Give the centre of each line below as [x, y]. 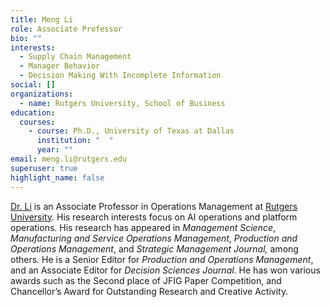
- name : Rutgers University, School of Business [122, 103]
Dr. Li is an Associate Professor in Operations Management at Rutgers [154, 206]
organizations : [42, 94]
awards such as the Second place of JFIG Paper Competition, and [146, 280]
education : [33, 112]
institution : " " [75, 141]
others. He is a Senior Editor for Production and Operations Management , [162, 259]
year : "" [55, 150]
